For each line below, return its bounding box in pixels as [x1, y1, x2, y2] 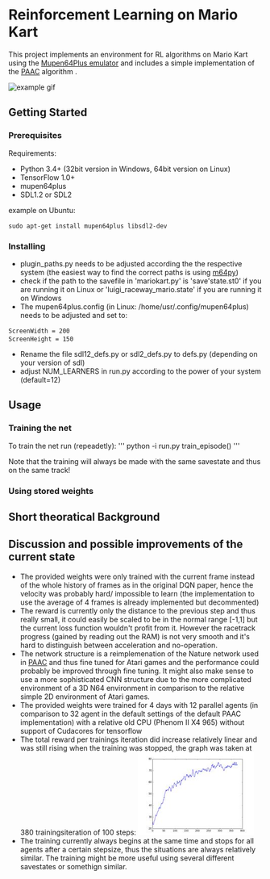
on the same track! [8, 465, 71, 475]
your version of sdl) [19, 358, 85, 367]
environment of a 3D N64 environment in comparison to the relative [19, 683, 245, 693]
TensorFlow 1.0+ [19, 172, 76, 182]
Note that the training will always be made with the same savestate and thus [8, 456, 261, 466]
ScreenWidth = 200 [8, 327, 70, 335]
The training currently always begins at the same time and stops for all [19, 835, 254, 845]
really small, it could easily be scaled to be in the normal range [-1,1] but [19, 614, 258, 624]
